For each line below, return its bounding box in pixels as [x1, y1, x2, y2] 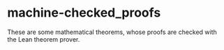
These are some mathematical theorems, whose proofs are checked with [7, 28, 218, 36]
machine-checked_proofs [7, 5, 161, 21]
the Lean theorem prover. [7, 35, 80, 43]
